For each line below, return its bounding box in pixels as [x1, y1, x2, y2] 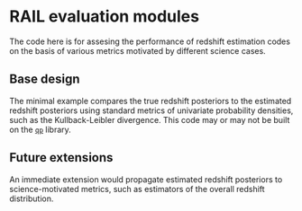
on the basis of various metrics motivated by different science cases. [9, 45, 266, 56]
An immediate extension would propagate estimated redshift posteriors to [9, 173, 283, 185]
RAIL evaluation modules [9, 6, 200, 27]
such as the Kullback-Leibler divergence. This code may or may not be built [9, 114, 290, 125]
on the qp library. [9, 124, 72, 135]
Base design [9, 72, 80, 87]
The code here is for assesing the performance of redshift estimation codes [9, 36, 291, 47]
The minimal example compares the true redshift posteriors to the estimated [9, 95, 292, 106]
